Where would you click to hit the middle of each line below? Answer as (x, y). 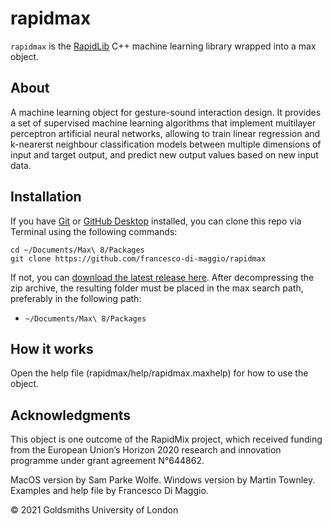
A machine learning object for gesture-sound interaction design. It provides (166, 112)
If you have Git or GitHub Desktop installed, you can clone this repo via (156, 221)
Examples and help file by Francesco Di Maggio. (109, 491)
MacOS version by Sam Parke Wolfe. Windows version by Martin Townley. (163, 480)
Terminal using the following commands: (94, 231)
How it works (52, 348)
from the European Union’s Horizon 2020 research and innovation (146, 450)
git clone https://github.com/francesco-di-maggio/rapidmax (138, 258)
